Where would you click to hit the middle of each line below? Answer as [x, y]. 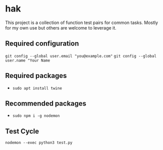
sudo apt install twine [37, 88]
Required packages [36, 76]
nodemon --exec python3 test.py [39, 143]
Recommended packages [46, 103]
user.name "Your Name [28, 60]
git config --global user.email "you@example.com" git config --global [81, 56]
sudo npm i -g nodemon [36, 116]
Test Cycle [22, 131]
